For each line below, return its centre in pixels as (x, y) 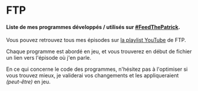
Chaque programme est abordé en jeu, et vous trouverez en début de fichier (99, 51)
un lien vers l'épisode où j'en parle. (49, 58)
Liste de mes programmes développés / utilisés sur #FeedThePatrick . (93, 27)
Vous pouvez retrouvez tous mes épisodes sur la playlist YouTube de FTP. (96, 40)
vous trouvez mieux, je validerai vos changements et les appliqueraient (92, 76)
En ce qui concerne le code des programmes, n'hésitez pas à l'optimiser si (97, 69)
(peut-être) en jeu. (28, 82)
